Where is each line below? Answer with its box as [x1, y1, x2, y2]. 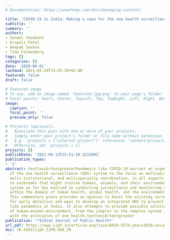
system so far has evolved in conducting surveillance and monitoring [10, 185, 162, 190]
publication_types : [5, 157, 47, 162]
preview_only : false [10, 115, 53, 120]
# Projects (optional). [5, 124, 56, 129]
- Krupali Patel [5, 40, 39, 45]
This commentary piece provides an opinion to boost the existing [10, 195, 153, 200]
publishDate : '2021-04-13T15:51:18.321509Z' [5, 152, 101, 157]
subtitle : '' [5, 21, 33, 26]
